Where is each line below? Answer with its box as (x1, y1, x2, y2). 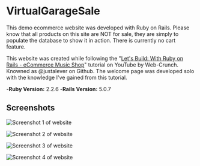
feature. (6, 43, 26, 50)
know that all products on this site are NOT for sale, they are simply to (6, 30, 179, 37)
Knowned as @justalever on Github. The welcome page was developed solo (6, 67, 195, 74)
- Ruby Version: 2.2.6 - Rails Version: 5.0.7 (6, 85, 111, 92)
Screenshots (6, 103, 55, 113)
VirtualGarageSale (6, 4, 100, 18)
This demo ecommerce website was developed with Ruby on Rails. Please (6, 24, 190, 31)
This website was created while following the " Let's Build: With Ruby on (6, 55, 184, 62)
